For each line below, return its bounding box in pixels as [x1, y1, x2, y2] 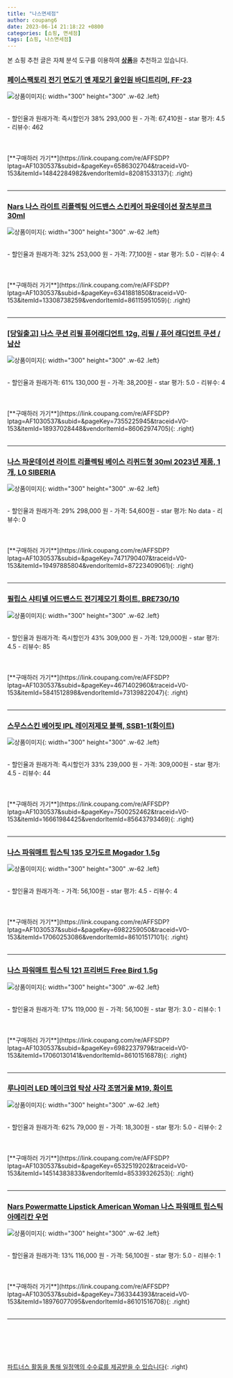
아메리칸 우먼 [7, 1212, 49, 1221]
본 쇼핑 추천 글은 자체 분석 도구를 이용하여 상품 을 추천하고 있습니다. [7, 56, 189, 65]
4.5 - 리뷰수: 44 [7, 768, 51, 777]
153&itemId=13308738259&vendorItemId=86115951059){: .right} [7, 296, 191, 304]
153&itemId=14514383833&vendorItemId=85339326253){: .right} [7, 1169, 194, 1177]
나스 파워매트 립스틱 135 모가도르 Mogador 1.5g [7, 847, 160, 857]
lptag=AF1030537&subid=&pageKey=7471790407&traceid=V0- [7, 554, 187, 562]
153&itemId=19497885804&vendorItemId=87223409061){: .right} [7, 562, 194, 570]
